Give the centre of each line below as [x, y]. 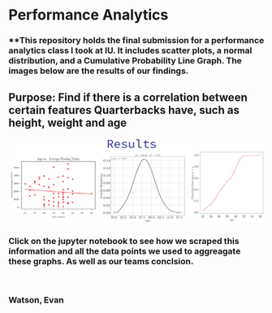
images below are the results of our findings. [99, 71]
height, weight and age [68, 122]
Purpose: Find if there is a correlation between [128, 97]
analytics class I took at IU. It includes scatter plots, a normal [130, 50]
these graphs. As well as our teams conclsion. [101, 261]
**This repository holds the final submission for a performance [136, 41]
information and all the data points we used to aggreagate [125, 251]
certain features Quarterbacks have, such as [124, 110]
